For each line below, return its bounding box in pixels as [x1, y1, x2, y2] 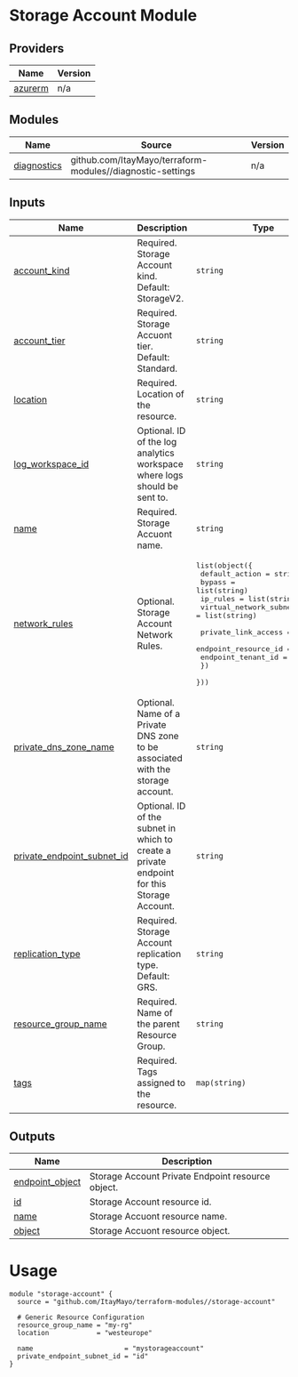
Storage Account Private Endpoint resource [89, 1171, 271, 1183]
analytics [137, 447, 175, 459]
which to [137, 833, 173, 845]
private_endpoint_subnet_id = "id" [17, 1352, 149, 1361]
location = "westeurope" [17, 1329, 153, 1338]
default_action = [200, 568, 271, 578]
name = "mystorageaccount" [17, 1344, 204, 1353]
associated [137, 752, 184, 764]
